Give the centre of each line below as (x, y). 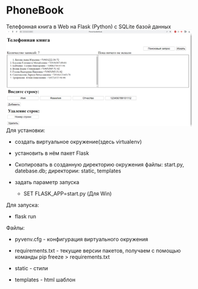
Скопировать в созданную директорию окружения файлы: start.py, (99, 165)
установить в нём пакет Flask (52, 153)
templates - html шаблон (45, 280)
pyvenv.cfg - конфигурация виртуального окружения (81, 240)
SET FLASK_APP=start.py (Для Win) (67, 194)
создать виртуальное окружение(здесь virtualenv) (78, 142)
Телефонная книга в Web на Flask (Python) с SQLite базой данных (89, 26)
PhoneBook (35, 10)
